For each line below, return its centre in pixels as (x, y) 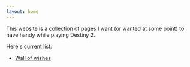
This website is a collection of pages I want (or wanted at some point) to (95, 28)
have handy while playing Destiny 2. (51, 35)
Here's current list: (29, 46)
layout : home (22, 12)
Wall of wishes (33, 58)
